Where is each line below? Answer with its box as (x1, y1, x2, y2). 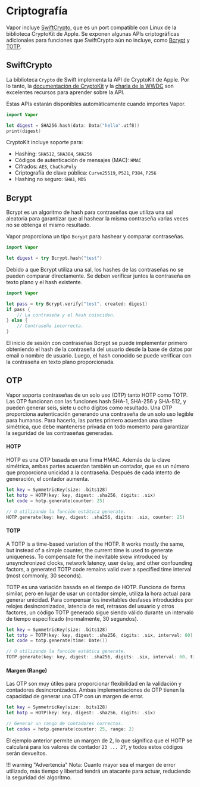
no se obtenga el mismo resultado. (6, 222, 91, 229)
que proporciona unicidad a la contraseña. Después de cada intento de (6, 469, 180, 476)
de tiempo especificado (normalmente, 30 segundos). (6, 615, 139, 622)
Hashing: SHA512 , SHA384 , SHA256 (14, 150, 92, 157)
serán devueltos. (6, 749, 48, 757)
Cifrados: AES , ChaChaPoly (14, 163, 77, 170)
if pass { (6, 306, 31, 312)
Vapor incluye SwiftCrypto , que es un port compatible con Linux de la (6, 24, 177, 31)
